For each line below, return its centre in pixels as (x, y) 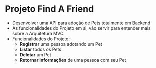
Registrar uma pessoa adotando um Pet (61, 44)
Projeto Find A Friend (49, 9)
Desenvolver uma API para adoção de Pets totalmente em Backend (81, 23)
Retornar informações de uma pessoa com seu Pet (73, 60)
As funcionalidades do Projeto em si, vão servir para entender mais (81, 28)
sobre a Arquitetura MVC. (38, 33)
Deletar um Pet (35, 55)
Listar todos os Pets (40, 49)
